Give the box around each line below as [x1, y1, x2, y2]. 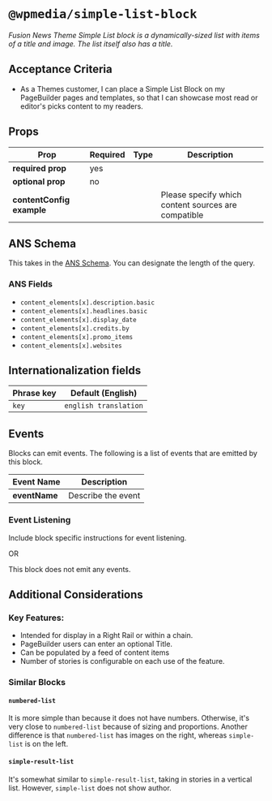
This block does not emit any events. [8, 564, 131, 574]
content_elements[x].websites [19, 342, 123, 350]
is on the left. [24, 739, 69, 749]
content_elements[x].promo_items [19, 333, 134, 341]
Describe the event [68, 490, 141, 502]
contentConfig [12, 194, 70, 205]
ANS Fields [8, 278, 53, 290]
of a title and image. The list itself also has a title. [8, 39, 173, 49]
